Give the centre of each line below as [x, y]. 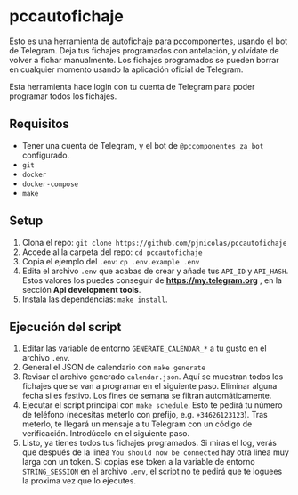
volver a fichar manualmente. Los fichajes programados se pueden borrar [145, 60]
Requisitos [39, 124]
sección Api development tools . [81, 289]
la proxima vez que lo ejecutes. [79, 481]
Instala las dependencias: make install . [95, 299]
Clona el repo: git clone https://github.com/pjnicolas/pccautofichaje [154, 242]
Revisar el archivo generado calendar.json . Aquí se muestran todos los [153, 377]
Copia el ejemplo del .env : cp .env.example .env [111, 261]
